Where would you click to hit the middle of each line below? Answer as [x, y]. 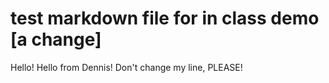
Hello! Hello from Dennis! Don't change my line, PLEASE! [126, 67]
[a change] [56, 39]
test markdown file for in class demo [165, 18]
